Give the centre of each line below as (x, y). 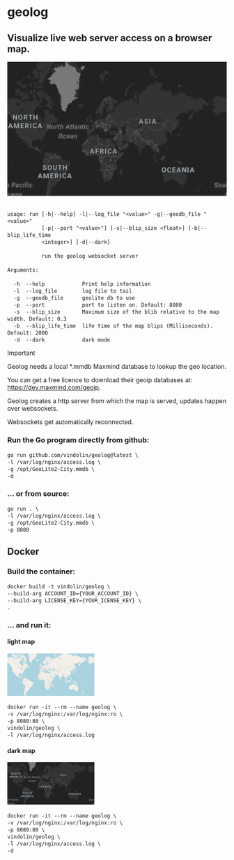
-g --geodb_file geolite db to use (75, 298)
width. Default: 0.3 (37, 319)
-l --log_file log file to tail (73, 291)
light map (21, 642)
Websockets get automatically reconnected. (70, 422)
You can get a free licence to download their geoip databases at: (100, 380)
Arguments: (23, 270)
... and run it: (29, 625)
